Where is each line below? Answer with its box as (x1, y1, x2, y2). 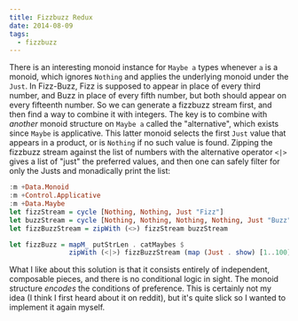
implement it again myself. (9, 302, 106, 313)
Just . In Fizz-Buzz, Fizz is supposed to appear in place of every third (9, 81, 262, 91)
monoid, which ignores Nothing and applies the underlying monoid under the (9, 72, 289, 82)
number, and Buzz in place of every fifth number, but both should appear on (9, 90, 286, 101)
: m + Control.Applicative (9, 192, 101, 200)
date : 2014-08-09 (9, 21, 74, 30)
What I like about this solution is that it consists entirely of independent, (9, 264, 271, 275)
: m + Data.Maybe (9, 200, 66, 208)
